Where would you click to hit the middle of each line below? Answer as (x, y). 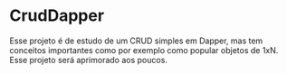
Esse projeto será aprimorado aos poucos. (88, 60)
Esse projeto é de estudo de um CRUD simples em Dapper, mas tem (136, 41)
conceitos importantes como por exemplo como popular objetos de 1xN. (144, 50)
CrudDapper (57, 16)
